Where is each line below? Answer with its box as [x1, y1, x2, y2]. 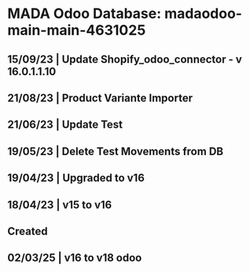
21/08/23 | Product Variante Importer [7, 91, 193, 104]
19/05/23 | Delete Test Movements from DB [7, 144, 224, 158]
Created [7, 224, 48, 238]
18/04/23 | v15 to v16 [7, 198, 112, 212]
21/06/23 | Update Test [7, 118, 123, 132]
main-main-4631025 [7, 21, 146, 39]
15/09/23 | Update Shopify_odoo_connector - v [7, 53, 243, 66]
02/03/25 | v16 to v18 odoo [7, 252, 142, 265]
